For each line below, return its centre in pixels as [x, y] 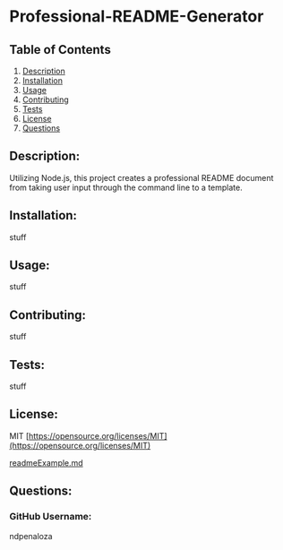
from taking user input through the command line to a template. [126, 187]
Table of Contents [60, 50]
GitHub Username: [51, 517]
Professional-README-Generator [137, 17]
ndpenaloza [31, 536]
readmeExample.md [46, 462]
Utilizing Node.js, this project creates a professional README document [141, 177]
